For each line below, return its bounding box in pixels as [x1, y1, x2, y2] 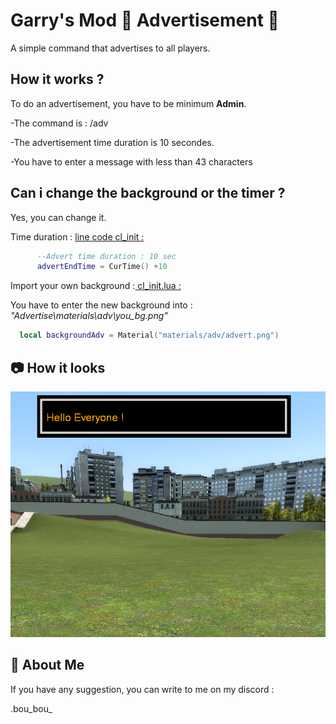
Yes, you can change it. [10, 211, 107, 223]
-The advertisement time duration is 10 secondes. [10, 136, 215, 148]
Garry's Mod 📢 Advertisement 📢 [10, 9, 280, 32]
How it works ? [10, 71, 105, 88]
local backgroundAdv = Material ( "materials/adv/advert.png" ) [19, 330, 280, 341]
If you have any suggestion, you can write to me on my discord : [10, 683, 275, 695]
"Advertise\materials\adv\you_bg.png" [10, 310, 168, 322]
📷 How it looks [10, 359, 106, 376]
